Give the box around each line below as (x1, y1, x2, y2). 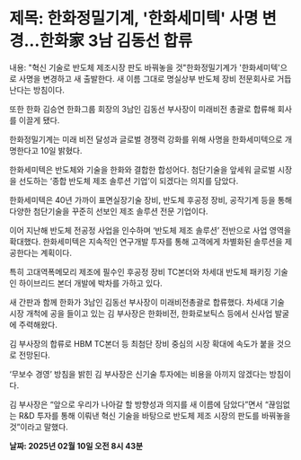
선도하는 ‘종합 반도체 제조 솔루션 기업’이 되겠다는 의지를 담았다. (18, 175, 239, 186)
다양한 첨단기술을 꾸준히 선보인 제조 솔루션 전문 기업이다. (9, 206, 208, 217)
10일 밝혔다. (40, 145, 83, 155)
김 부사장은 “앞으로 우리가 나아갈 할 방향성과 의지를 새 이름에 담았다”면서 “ (9, 399, 270, 410)
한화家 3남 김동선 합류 (39, 31, 193, 51)
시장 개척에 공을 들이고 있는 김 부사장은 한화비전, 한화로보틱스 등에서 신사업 (9, 307, 273, 319)
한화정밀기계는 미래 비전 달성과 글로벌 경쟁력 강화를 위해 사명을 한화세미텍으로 (9, 134, 283, 145)
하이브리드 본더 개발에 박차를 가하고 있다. (18, 278, 164, 288)
